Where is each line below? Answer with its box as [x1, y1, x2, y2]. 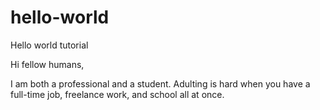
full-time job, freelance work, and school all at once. [10, 88, 225, 100]
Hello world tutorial [10, 39, 89, 51]
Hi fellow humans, [10, 58, 85, 70]
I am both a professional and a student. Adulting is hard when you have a [10, 77, 311, 90]
